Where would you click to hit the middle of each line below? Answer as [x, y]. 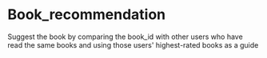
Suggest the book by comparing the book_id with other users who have [125, 37]
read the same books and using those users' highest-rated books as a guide [133, 44]
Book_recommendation [86, 15]
